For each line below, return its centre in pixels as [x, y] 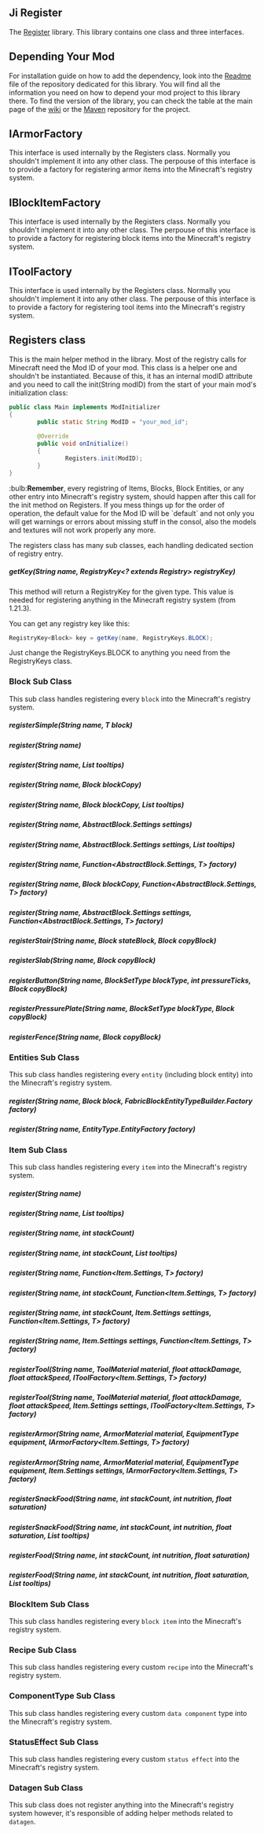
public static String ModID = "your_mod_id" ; [113, 422]
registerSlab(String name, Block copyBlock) [82, 961]
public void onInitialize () [83, 444]
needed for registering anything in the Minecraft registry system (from [123, 600]
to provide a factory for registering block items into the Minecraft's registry [130, 239]
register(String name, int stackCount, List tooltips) [93, 1253]
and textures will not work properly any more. [82, 530]
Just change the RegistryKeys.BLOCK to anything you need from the [120, 653]
